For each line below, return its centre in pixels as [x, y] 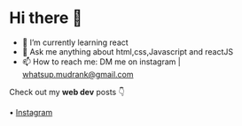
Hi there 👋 [46, 18]
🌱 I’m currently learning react [75, 42]
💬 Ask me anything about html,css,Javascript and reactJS [127, 51]
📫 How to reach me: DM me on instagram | [101, 62]
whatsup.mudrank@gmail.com [78, 74]
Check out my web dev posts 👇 [67, 92]
